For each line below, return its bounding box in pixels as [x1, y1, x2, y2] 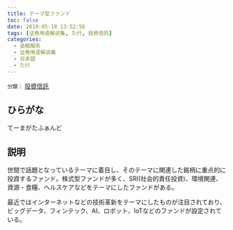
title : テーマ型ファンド [7, 10, 71, 17]
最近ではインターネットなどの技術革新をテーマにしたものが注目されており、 [7, 198, 226, 206]
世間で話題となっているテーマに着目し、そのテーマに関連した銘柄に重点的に [7, 166, 226, 174]
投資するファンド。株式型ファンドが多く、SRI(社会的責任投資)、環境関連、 [7, 174, 223, 183]
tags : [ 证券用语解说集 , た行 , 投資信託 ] [7, 29, 113, 37]
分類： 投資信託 [7, 81, 49, 90]
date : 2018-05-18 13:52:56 [7, 23, 86, 30]
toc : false [7, 17, 39, 24]
